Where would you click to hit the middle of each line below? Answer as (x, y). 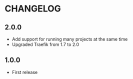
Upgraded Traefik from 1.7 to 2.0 (45, 44)
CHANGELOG (33, 9)
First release (25, 72)
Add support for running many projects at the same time (70, 39)
